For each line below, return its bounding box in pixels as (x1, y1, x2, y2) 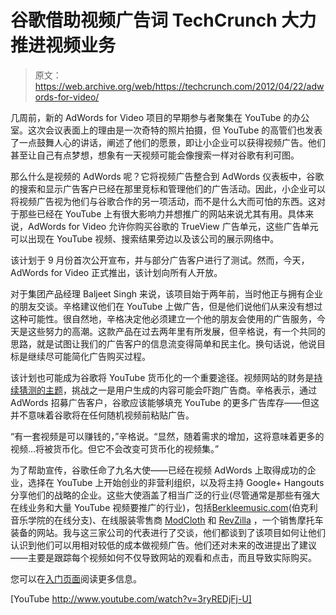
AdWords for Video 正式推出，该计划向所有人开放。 (10, 266, 223, 278)
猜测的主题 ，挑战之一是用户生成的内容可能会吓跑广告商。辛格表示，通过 (18, 384, 317, 396)
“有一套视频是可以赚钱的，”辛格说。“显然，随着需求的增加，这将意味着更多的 (10, 430, 325, 442)
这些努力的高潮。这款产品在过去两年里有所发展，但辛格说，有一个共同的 (27, 325, 326, 337)
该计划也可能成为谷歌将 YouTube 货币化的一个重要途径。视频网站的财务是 (10, 371, 315, 383)
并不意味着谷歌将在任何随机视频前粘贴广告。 (10, 409, 195, 421)
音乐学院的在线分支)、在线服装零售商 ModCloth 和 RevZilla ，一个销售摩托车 (10, 514, 324, 526)
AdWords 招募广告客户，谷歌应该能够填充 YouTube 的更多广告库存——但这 (10, 396, 320, 408)
